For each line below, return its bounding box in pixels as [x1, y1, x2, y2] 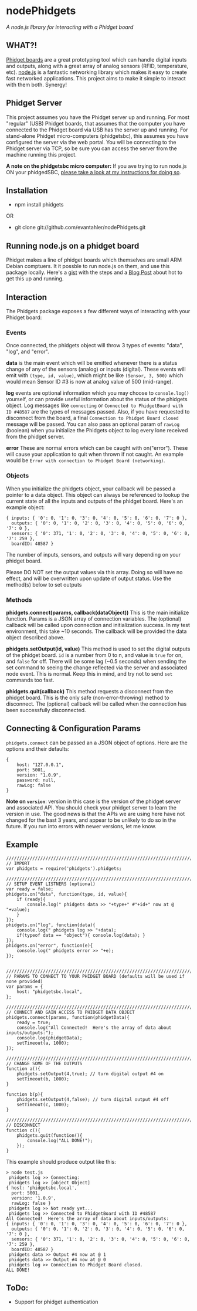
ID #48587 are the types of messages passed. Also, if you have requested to [6, 408, 190, 415]
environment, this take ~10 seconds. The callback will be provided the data [6, 628, 187, 635]
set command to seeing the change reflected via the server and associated [6, 664, 188, 671]
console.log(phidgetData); [16, 1035, 83, 1041]
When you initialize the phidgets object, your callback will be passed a [6, 485, 176, 492]
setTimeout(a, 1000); [16, 1040, 69, 1046]
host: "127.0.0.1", [16, 761, 64, 768]
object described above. [6, 634, 65, 641]
